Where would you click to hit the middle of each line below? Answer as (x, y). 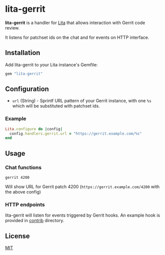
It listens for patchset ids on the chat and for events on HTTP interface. (77, 37)
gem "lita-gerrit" (24, 74)
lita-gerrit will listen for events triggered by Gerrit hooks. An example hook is (82, 215)
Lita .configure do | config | (34, 129)
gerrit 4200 (17, 178)
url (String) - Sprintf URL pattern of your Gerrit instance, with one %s (82, 101)
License (17, 236)
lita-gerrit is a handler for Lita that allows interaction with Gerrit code (75, 23)
